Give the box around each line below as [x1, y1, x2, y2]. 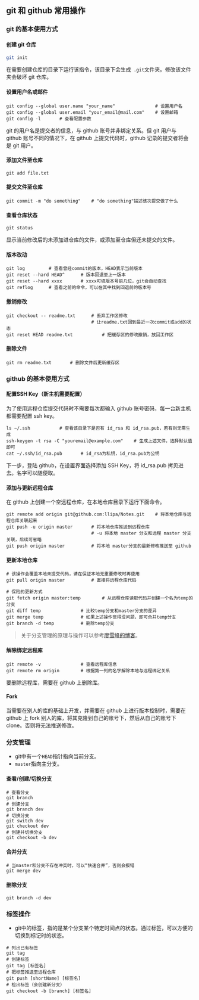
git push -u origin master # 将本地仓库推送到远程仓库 [6, 524, 150, 530]
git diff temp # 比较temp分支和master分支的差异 [6, 608, 157, 614]
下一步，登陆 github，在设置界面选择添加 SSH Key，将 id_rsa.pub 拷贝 [6, 461, 179, 469]
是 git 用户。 [6, 142, 37, 149]
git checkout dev [6, 823, 49, 830]
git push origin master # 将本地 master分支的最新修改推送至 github [6, 543, 192, 549]
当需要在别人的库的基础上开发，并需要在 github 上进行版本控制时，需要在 [6, 707, 186, 714]
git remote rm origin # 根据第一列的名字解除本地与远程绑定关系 [6, 667, 170, 673]
